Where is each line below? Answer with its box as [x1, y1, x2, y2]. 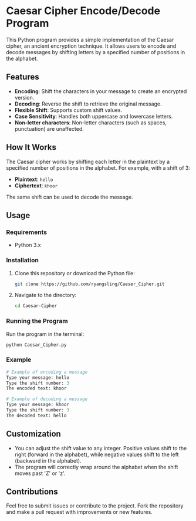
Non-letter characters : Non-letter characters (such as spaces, [14, 119, 167, 126]
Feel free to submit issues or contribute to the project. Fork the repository [6, 502, 184, 509]
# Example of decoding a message [6, 396, 88, 402]
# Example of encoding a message [6, 369, 88, 375]
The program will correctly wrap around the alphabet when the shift [14, 463, 178, 470]
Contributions [6, 486, 58, 496]
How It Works [6, 143, 57, 153]
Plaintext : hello [14, 176, 53, 183]
